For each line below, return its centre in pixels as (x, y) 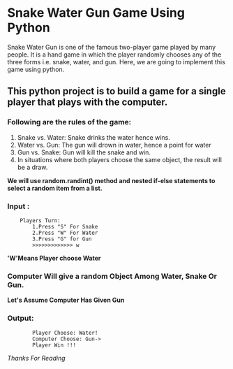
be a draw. (32, 167)
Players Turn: (40, 220)
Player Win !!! (54, 345)
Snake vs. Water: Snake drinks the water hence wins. (94, 137)
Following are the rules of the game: (69, 122)
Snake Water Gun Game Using (96, 13)
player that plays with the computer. (88, 102)
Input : (18, 206)
